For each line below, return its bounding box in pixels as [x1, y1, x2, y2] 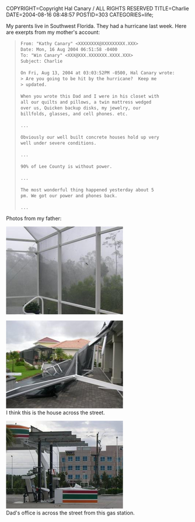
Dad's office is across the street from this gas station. [6, 509, 135, 516]
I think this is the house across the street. [6, 409, 105, 416]
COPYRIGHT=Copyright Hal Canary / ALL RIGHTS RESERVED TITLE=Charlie [6, 5, 189, 12]
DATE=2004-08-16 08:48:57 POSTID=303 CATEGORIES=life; [6, 11, 154, 18]
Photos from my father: [6, 215, 62, 222]
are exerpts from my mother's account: [6, 29, 100, 36]
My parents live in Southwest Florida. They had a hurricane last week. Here [6, 23, 187, 29]
